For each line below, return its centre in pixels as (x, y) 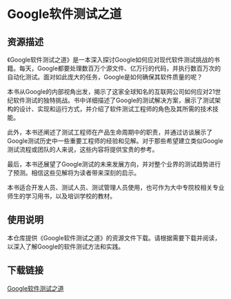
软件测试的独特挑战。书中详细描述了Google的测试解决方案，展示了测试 (114, 100)
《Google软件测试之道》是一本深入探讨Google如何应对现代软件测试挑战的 (111, 60)
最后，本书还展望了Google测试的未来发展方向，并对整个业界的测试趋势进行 (114, 164)
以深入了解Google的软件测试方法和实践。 (66, 247)
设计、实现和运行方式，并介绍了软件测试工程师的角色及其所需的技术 (115, 109)
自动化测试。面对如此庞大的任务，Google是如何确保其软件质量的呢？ (105, 77)
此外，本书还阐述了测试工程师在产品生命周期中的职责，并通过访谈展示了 (110, 132)
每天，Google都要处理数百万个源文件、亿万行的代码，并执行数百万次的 (120, 68)
